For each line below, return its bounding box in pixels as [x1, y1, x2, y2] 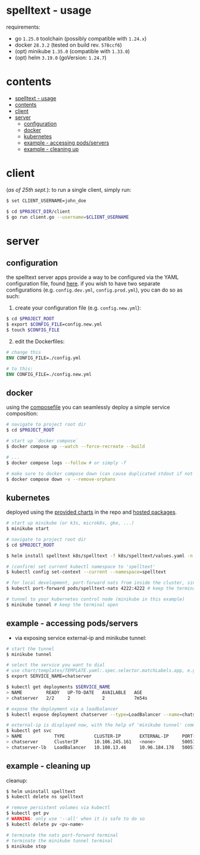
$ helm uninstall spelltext [6, 788, 76, 795]
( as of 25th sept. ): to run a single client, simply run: [6, 186, 132, 193]
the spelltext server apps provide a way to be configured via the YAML [6, 274, 179, 281]
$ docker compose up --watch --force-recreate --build [6, 443, 145, 449]
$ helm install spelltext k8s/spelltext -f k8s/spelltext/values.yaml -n [6, 553, 193, 559]
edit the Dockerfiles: [14, 338, 65, 345]
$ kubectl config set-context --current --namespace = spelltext [6, 569, 167, 575]
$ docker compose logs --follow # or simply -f [6, 459, 127, 466]
